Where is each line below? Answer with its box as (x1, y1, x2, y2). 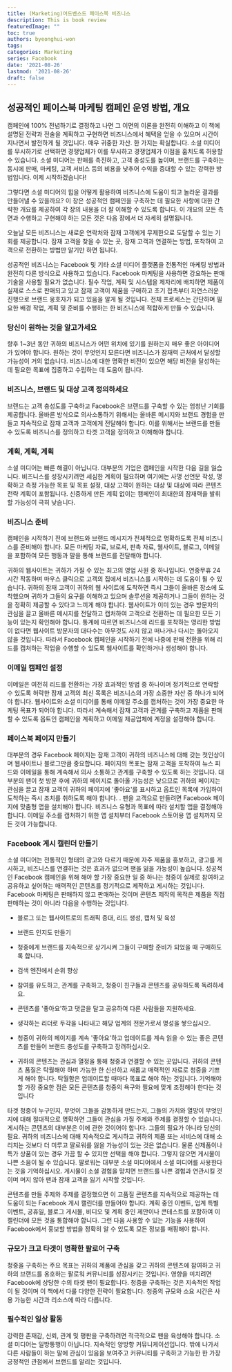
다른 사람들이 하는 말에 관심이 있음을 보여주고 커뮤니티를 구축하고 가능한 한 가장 (7, 1348, 221, 1357)
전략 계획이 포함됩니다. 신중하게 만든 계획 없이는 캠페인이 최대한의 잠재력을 (7, 490, 209, 498)
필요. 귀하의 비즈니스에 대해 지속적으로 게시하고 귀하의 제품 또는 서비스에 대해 (7, 1132, 215, 1141)
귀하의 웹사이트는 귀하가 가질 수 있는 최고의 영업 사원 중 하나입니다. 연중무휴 (7, 566, 212, 575)
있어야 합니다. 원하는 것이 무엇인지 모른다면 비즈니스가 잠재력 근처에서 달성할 (14, 349, 221, 357)
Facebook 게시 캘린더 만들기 (7, 838, 99, 848)
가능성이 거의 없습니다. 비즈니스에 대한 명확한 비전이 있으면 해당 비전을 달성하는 (7, 357, 221, 365)
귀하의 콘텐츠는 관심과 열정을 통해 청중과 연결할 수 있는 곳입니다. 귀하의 (17, 1057, 209, 1066)
